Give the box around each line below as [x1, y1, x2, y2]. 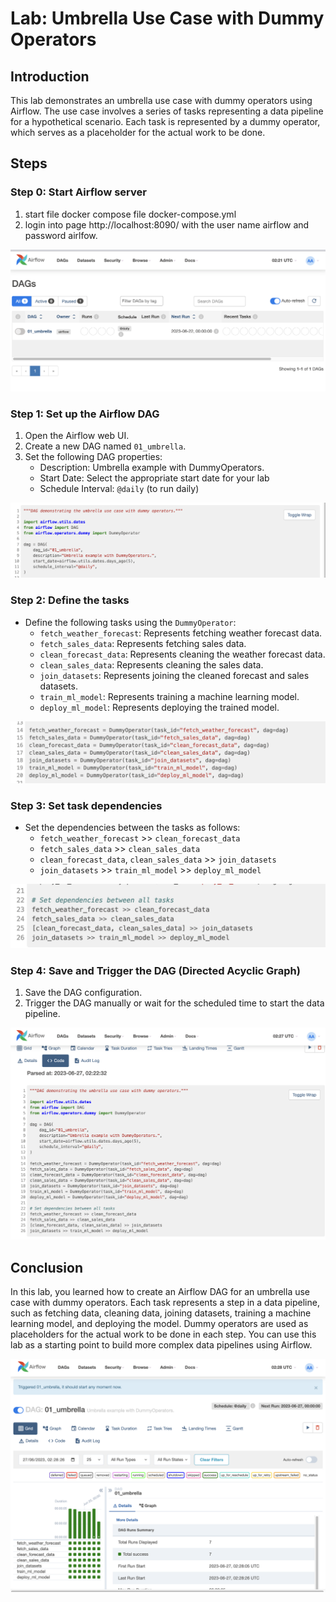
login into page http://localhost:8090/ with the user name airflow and [24, 218, 310, 231]
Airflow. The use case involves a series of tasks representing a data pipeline [10, 105, 324, 117]
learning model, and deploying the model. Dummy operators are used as [10, 1318, 309, 1330]
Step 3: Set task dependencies [10, 799, 163, 813]
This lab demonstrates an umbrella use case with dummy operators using [10, 95, 313, 106]
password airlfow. [24, 229, 98, 241]
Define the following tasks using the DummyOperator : [24, 616, 237, 628]
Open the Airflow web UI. [24, 429, 130, 441]
